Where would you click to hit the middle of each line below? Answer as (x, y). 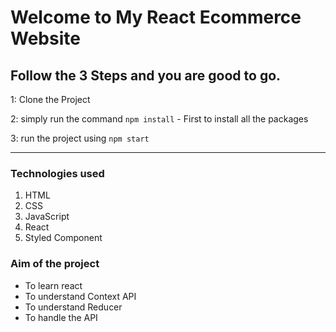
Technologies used (57, 173)
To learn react (53, 285)
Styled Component (63, 238)
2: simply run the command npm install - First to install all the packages (159, 119)
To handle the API (61, 317)
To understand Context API (80, 296)
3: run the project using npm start (80, 138)
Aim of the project (55, 264)
